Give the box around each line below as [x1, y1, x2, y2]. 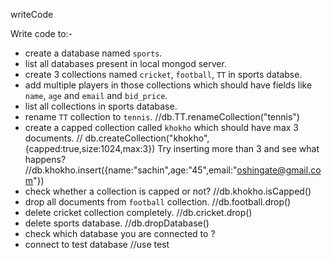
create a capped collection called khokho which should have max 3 [24, 122, 299, 133]
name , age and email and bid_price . [24, 90, 168, 101]
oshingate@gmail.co [236, 164, 322, 176]
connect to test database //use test [24, 239, 170, 250]
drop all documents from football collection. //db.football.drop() [24, 196, 292, 208]
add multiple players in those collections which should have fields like [24, 79, 313, 91]
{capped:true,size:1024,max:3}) [24, 143, 156, 154]
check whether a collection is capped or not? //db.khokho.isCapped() [24, 185, 312, 197]
